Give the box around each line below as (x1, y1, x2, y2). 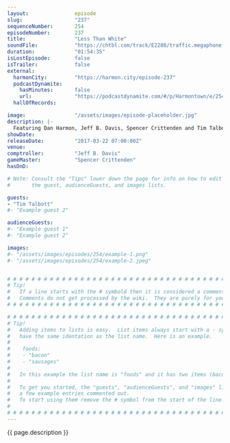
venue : (7, 144, 26, 151)
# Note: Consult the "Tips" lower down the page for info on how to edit (7, 175, 222, 182)
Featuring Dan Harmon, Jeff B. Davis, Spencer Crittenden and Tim (13, 124, 207, 131)
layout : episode (7, 10, 97, 17)
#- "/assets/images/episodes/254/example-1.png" (7, 251, 149, 258)
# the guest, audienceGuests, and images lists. (7, 181, 167, 189)
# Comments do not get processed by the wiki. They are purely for (7, 295, 213, 302)
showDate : (7, 131, 36, 138)
